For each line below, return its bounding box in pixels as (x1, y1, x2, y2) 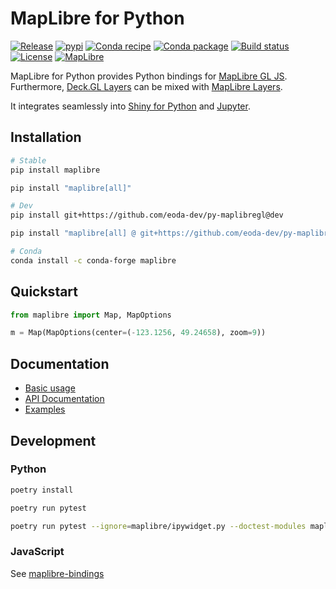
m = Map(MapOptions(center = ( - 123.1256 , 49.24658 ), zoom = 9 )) (10, 328, 267, 338)
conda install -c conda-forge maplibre (10, 255, 177, 266)
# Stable (10, 155, 47, 166)
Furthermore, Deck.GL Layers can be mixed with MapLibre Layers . (10, 80, 283, 92)
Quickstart (10, 283, 79, 301)
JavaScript (10, 545, 65, 559)
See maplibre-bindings (10, 567, 105, 579)
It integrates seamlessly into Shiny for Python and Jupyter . (10, 100, 251, 112)
